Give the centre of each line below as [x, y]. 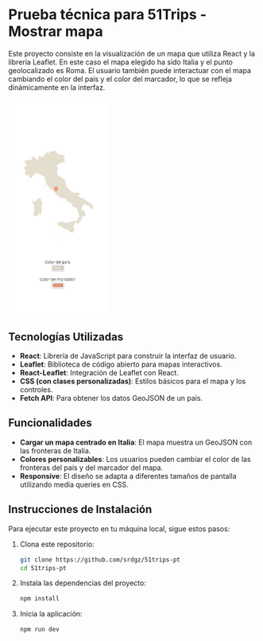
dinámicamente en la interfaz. [57, 87]
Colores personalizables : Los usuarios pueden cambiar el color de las [135, 459]
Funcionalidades [50, 423]
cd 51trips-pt [43, 568]
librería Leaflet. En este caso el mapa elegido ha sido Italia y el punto [120, 62]
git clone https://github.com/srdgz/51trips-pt [100, 559]
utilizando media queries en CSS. [74, 484]
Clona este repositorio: [57, 544]
